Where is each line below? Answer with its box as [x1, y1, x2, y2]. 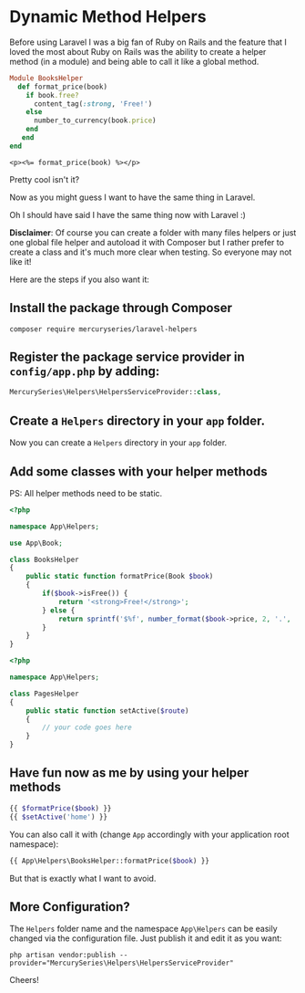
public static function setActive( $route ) [25, 706, 189, 716]
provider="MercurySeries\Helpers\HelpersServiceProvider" [9, 958, 234, 968]
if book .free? [25, 90, 79, 99]
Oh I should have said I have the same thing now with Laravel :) [9, 209, 246, 220]
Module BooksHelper [9, 73, 84, 83]
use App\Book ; [9, 538, 64, 548]
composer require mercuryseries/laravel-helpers [9, 324, 198, 334]
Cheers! [9, 975, 39, 986]
